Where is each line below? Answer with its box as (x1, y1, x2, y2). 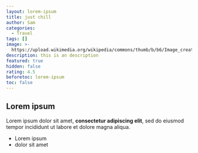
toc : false (6, 80, 33, 86)
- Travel (11, 31, 33, 36)
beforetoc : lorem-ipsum (6, 74, 65, 80)
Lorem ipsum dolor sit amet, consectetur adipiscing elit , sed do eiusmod (6, 117, 184, 124)
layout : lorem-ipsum (6, 8, 57, 15)
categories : (6, 25, 35, 31)
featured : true (6, 58, 44, 64)
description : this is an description (6, 52, 99, 58)
